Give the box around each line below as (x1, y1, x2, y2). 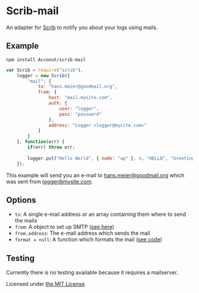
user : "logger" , (59, 106, 99, 112)
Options (6, 195, 37, 205)
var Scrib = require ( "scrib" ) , (6, 67, 84, 73)
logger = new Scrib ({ (17, 72, 70, 78)
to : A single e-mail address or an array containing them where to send (14, 211, 187, 218)
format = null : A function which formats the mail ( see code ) (14, 236, 163, 243)
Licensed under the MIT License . (6, 281, 86, 288)
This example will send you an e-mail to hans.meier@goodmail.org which (6, 171, 185, 179)
